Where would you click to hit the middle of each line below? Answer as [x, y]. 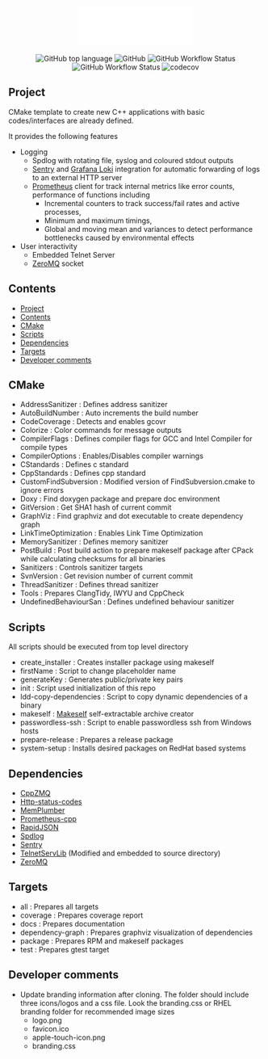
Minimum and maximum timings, [98, 221]
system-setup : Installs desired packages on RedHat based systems [133, 748]
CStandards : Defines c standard [74, 464]
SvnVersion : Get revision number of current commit [107, 576]
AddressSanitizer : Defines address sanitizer [94, 405]
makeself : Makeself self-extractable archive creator [107, 714]
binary [31, 705]
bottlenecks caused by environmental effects [119, 237]
